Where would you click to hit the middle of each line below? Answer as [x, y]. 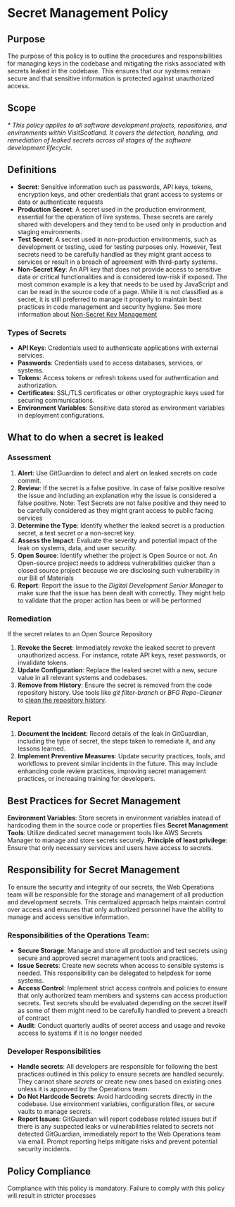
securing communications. [56, 400]
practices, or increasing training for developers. [87, 779]
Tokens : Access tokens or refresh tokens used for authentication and [118, 377]
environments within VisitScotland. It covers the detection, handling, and [113, 133]
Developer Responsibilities [54, 1051]
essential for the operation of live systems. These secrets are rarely [115, 217]
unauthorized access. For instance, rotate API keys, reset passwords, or [122, 655]
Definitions [32, 170]
